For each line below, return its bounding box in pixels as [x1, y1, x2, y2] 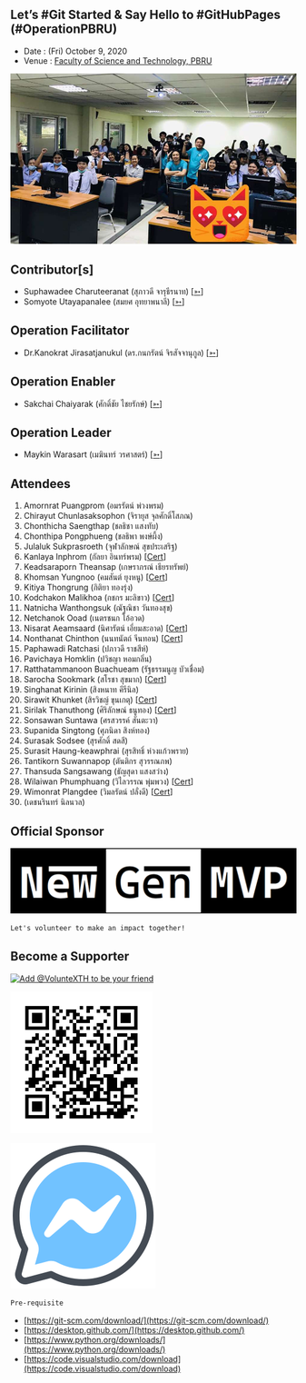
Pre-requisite [10, 1298, 64, 1308]
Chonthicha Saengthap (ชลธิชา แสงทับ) [23, 521, 160, 532]
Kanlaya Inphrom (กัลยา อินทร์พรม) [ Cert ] [23, 552, 167, 562]
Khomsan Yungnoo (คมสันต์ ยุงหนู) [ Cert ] [23, 572, 169, 582]
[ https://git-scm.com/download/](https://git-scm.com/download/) [23, 1315, 270, 1326]
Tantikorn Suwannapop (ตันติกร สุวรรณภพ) [23, 756, 173, 767]
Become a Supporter [10, 949, 130, 964]
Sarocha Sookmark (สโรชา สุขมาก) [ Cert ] [23, 674, 167, 685]
